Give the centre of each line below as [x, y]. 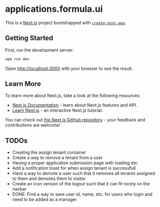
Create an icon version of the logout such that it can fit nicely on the [81, 184]
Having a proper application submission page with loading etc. [75, 163]
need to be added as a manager [44, 200]
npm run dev [17, 59]
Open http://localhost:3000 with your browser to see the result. [69, 68]
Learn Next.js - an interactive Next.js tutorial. [57, 110]
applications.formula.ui [54, 9]
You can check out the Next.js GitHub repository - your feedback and [75, 120]
